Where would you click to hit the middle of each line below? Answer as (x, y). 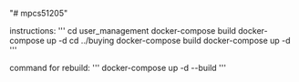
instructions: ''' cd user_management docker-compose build (123, 31)
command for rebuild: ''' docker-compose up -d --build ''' (118, 68)
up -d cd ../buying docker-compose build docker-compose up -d (169, 41)
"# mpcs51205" (39, 13)
